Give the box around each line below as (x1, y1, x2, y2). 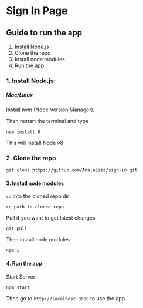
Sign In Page (6, 4, 69, 18)
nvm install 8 (6, 128, 41, 135)
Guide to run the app (6, 28, 83, 38)
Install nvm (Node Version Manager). (6, 106, 95, 113)
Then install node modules (6, 236, 70, 243)
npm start (6, 284, 30, 290)
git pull (6, 226, 28, 232)
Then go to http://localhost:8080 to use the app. (6, 294, 127, 302)
